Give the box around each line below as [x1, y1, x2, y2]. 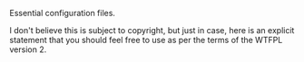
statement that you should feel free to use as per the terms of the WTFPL [9, 35, 283, 45]
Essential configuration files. [9, 8, 116, 18]
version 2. [9, 44, 47, 55]
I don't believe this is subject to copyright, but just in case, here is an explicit [9, 25, 295, 35]
